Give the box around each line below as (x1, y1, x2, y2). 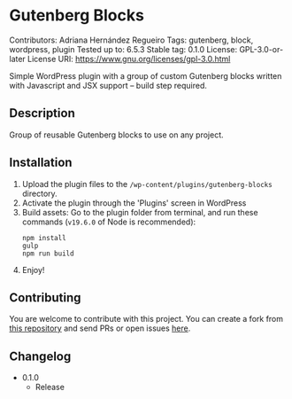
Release (35, 382, 65, 393)
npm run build (21, 249, 74, 258)
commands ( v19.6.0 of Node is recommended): (21, 216, 196, 227)
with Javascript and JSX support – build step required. (9, 80, 208, 90)
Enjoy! (21, 264, 45, 275)
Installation (9, 155, 73, 170)
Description (9, 106, 75, 121)
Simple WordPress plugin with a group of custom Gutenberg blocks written (9, 70, 282, 81)
